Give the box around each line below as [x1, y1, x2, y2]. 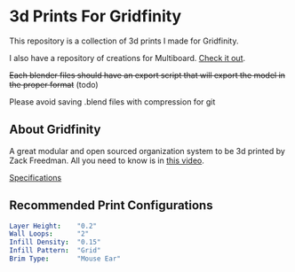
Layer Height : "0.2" [9, 221, 98, 230]
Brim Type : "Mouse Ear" [9, 254, 122, 263]
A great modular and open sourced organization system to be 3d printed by [9, 145, 286, 156]
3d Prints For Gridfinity [9, 6, 182, 27]
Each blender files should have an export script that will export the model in [9, 69, 286, 81]
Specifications [9, 172, 62, 183]
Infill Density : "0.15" [9, 237, 101, 247]
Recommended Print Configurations [9, 198, 213, 214]
